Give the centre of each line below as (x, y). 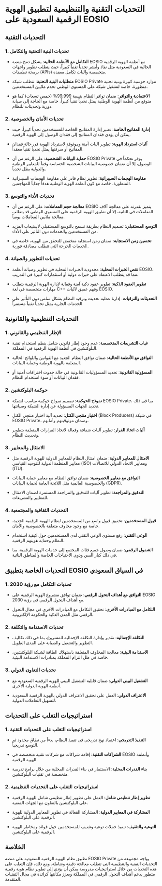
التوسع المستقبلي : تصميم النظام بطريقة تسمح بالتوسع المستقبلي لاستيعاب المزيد (84, 226)
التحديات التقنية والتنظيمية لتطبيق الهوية (75, 9)
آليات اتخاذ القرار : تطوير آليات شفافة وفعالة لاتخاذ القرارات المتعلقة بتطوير (78, 430)
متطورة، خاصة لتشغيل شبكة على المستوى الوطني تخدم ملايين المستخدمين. (80, 86)
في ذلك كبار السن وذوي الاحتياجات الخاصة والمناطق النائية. (65, 555)
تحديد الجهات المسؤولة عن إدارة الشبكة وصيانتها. (56, 406)
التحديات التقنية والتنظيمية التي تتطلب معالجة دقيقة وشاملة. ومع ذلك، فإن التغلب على (81, 864)
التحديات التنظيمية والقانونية (42, 319)
